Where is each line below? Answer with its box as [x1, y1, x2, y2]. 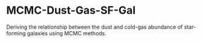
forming [6, 29, 26, 36]
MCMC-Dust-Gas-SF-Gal [6, 4, 136, 17]
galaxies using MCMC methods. [27, 29, 107, 36]
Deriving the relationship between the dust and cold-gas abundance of [6, 23, 183, 30]
